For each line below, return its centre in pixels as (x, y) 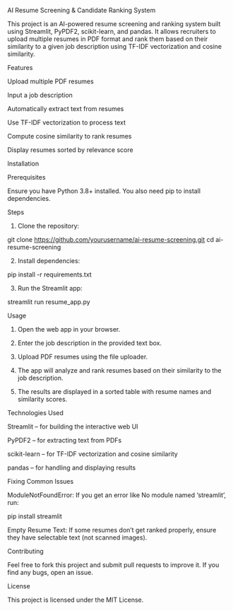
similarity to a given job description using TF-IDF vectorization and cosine (115, 46)
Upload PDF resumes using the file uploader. (83, 357)
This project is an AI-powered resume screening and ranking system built (114, 24)
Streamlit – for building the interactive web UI (73, 426)
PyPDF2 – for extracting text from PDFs (65, 440)
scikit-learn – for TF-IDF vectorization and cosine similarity (92, 454)
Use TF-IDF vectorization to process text (66, 122)
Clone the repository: (48, 226)
